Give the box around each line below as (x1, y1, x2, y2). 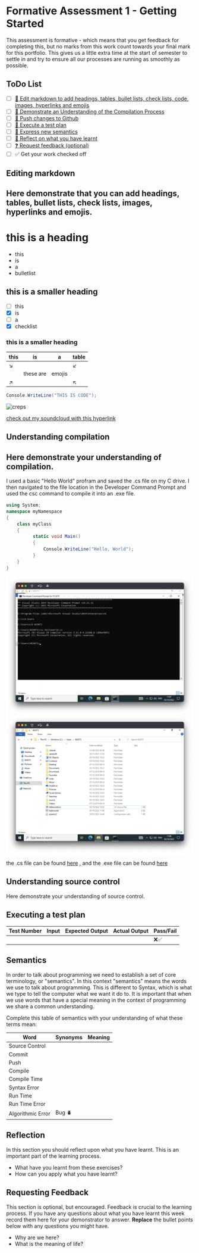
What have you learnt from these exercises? (14, 1164, 123, 1171)
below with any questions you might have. (6, 1222, 109, 1229)
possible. (6, 61, 29, 69)
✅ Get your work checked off (14, 151, 87, 158)
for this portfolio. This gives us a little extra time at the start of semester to (6, 49, 188, 56)
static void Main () (32, 534, 81, 540)
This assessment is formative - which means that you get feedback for (6, 36, 179, 43)
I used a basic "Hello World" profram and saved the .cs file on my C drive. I (6, 478, 190, 485)
